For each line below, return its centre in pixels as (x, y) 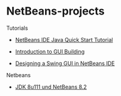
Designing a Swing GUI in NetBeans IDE (65, 63)
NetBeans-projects (56, 11)
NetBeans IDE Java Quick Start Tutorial (64, 39)
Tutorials (17, 28)
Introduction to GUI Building (50, 51)
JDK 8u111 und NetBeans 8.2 (51, 87)
